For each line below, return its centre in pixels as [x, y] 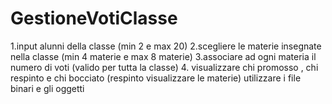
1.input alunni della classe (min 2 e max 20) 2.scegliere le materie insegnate [166, 46]
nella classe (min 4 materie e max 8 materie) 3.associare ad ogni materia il [163, 56]
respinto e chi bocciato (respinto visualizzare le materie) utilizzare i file [156, 78]
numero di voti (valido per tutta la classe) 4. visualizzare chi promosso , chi [164, 67]
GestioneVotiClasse [94, 18]
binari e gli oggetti [47, 88]
